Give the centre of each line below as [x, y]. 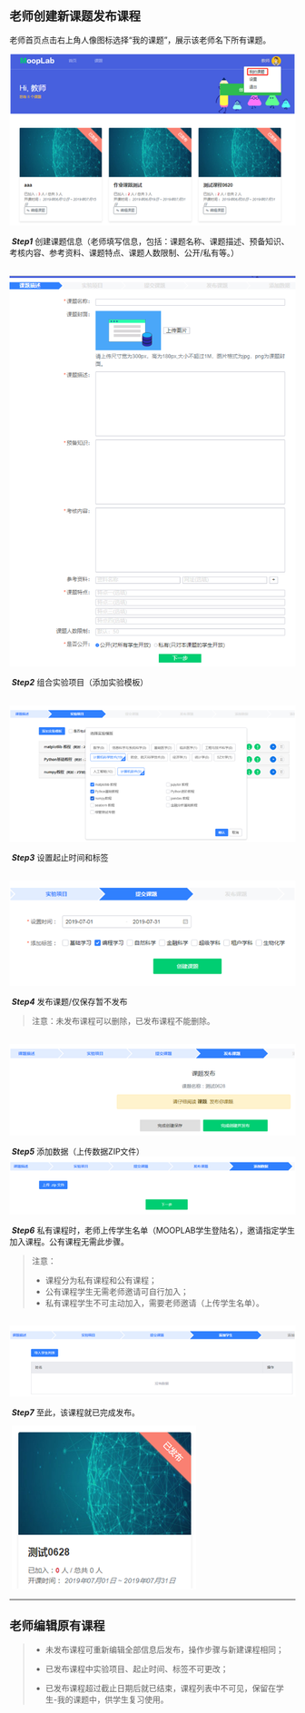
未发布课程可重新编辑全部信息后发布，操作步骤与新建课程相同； [164, 1649]
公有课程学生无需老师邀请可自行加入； [117, 1291]
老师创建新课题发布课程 [75, 16]
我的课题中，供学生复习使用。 [113, 1699]
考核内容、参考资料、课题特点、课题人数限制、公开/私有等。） [124, 252]
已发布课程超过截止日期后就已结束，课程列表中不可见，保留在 [161, 1688]
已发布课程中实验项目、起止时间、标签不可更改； [137, 1669]
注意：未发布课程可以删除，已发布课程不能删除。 [123, 1020]
